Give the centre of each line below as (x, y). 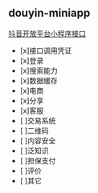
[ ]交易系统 (38, 120)
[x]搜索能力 (39, 70)
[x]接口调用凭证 (46, 50)
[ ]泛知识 (34, 151)
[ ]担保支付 (38, 160)
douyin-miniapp (49, 13)
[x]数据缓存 (39, 80)
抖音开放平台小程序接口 (47, 33)
